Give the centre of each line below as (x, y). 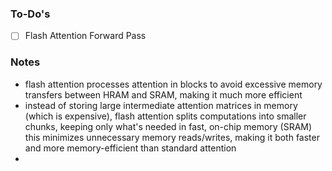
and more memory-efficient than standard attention (130, 148)
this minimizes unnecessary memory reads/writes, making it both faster (172, 137)
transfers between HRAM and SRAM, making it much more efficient (163, 94)
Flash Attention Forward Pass (85, 36)
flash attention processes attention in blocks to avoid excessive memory (173, 84)
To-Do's (30, 14)
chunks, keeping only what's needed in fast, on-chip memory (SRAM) (168, 126)
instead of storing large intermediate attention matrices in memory (161, 105)
